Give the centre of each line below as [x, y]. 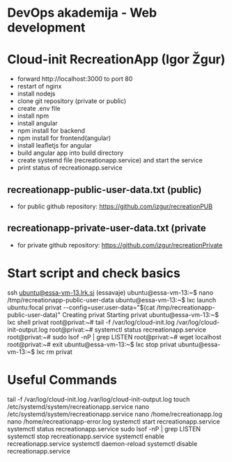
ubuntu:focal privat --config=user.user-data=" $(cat [81, 307]
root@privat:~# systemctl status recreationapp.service [128, 330]
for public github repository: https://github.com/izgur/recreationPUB [115, 206]
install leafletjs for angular [54, 146]
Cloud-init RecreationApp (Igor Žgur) [116, 60]
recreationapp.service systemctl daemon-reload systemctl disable [102, 443]
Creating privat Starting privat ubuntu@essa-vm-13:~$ [141, 314]
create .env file [39, 109]
